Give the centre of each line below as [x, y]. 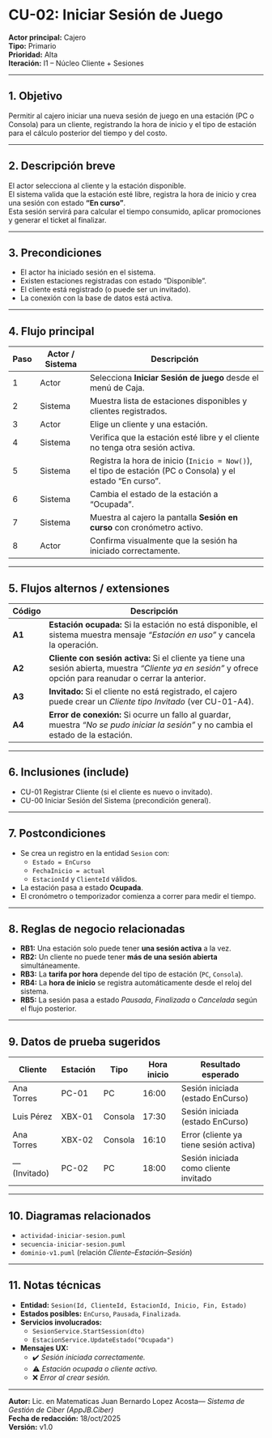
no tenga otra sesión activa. [142, 448]
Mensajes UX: [44, 1348]
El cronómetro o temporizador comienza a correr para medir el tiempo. [138, 896]
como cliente [206, 1168]
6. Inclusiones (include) [69, 772]
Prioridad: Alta [33, 54]
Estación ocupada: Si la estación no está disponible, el [153, 625]
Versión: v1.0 [31, 1427]
